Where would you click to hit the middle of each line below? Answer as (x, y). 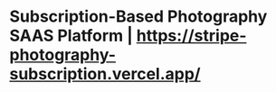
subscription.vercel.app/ (105, 74)
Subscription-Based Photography (138, 17)
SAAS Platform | (71, 36)
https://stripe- (191, 36)
